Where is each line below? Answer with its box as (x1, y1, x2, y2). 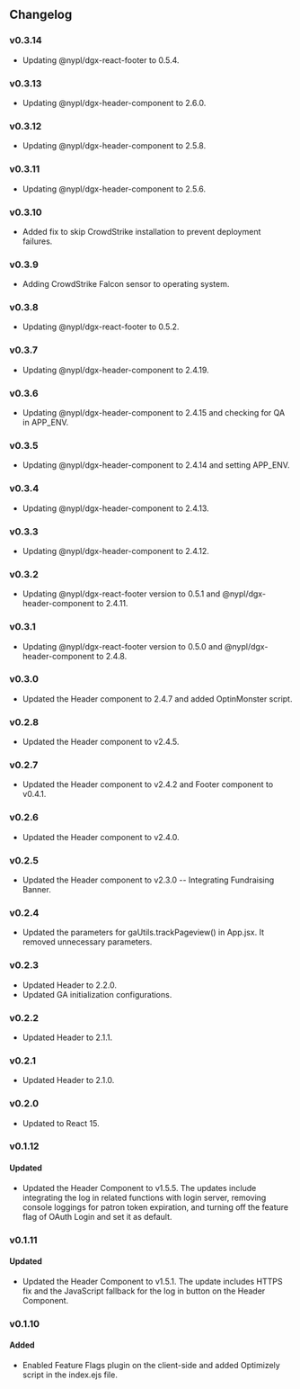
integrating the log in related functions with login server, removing (22, 1192, 267, 1203)
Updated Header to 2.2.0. (22, 980, 117, 990)
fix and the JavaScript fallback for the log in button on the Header (22, 1286, 266, 1296)
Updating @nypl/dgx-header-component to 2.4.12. (22, 545, 209, 556)
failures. (22, 236, 53, 246)
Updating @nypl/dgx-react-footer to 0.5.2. (22, 321, 180, 332)
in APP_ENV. (22, 417, 69, 428)
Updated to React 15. (22, 1117, 101, 1128)
